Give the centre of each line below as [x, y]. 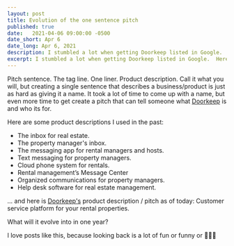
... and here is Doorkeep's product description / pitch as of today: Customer [116, 201]
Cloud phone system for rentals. [63, 165]
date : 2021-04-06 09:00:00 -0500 [59, 33]
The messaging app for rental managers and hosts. [91, 150]
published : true [31, 26]
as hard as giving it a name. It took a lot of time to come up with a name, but [116, 93]
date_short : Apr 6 [34, 40]
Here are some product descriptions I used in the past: [85, 122]
